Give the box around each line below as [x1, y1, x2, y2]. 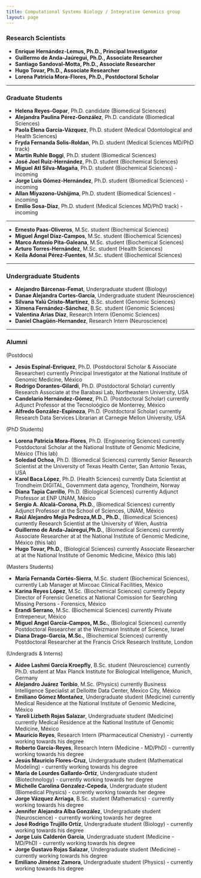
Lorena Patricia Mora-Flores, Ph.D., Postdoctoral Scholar [14, 73, 159, 80]
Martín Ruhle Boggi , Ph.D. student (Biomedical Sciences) [14, 152, 157, 159]
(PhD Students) [6, 425, 44, 432]
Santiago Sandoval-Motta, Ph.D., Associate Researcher [14, 60, 156, 68]
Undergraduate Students [6, 272, 80, 281]
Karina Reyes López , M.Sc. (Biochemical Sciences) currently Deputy [14, 587, 185, 595]
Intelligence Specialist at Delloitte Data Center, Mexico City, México [14, 687, 181, 694]
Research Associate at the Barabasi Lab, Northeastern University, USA [14, 388, 189, 395]
